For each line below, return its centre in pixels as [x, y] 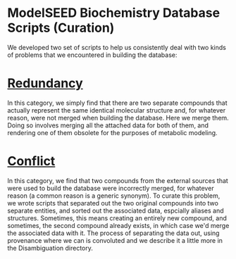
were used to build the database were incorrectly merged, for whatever [111, 188]
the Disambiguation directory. [50, 248]
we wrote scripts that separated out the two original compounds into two [113, 203]
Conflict [31, 162]
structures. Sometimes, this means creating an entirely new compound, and [117, 218]
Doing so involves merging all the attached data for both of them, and [108, 125]
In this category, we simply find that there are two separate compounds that [117, 103]
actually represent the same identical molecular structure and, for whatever [117, 110]
